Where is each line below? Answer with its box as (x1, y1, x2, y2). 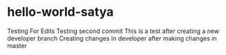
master (7, 41, 28, 49)
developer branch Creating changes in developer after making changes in (7, 34, 217, 42)
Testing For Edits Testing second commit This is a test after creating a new (7, 27, 220, 35)
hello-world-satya (7, 4, 114, 20)
